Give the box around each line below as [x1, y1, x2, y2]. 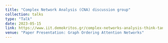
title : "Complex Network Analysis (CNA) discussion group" [5, 7, 131, 12]
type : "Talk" [5, 16, 32, 21]
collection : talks [5, 12, 43, 17]
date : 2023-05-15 [5, 21, 41, 26]
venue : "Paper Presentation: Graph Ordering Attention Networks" [5, 30, 144, 35]
